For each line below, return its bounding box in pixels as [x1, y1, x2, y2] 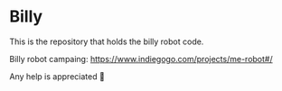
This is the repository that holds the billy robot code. [9, 36, 204, 47]
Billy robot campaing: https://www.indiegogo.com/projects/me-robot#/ [9, 53, 273, 64]
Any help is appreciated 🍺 [9, 70, 106, 82]
